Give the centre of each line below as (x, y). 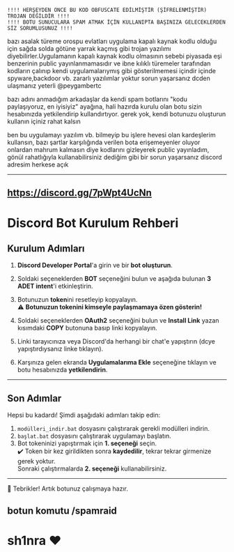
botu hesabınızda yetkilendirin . (62, 370)
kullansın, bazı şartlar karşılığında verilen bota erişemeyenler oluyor (104, 142)
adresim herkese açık (38, 164)
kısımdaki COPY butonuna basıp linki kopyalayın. (87, 328)
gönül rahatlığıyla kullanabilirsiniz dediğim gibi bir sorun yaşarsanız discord (115, 157)
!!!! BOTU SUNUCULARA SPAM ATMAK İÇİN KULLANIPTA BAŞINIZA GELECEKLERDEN (117, 22)
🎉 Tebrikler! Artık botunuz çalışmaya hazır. (68, 489)
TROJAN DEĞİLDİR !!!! (39, 16)
